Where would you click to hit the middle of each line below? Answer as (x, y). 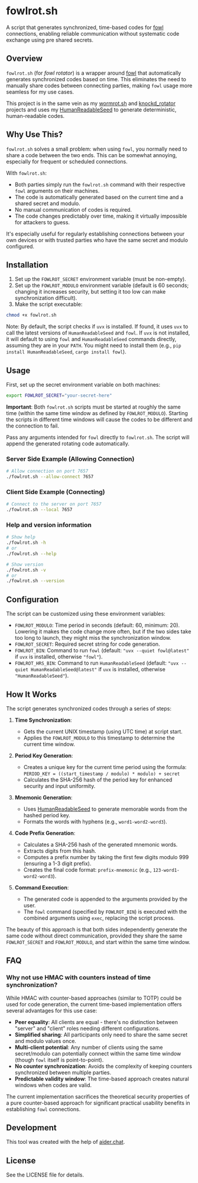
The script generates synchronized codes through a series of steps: (89, 708)
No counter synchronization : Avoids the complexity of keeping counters (103, 1066)
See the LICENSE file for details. (45, 1175)
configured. (20, 246)
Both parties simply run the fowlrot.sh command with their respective (100, 184)
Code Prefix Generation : (45, 833)
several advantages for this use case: (52, 1010)
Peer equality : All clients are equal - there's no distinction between (96, 1022)
